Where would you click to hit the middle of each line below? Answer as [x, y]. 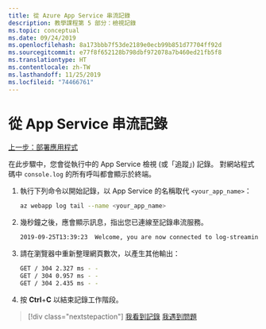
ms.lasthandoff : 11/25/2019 [55, 75]
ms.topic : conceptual [44, 30]
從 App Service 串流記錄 [88, 124]
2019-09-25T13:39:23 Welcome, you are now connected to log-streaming [141, 238]
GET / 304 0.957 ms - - [59, 276]
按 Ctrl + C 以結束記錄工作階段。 [71, 300]
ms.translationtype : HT [48, 60]
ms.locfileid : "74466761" [51, 82]
